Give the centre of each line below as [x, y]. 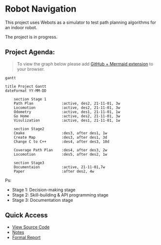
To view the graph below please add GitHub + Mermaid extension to [85, 64]
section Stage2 [29, 129]
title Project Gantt [26, 86]
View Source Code [31, 227]
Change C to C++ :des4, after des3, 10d [62, 142]
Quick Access [26, 215]
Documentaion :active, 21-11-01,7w [59, 167]
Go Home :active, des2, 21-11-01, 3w [67, 116]
